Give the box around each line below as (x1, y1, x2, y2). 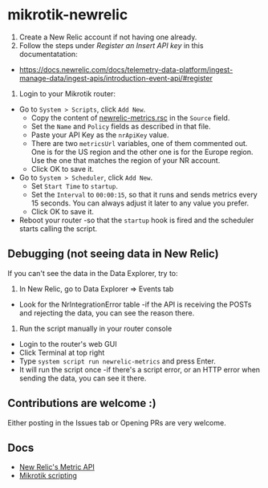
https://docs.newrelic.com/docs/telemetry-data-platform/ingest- (18, 64, 233, 74)
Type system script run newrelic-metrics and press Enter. (18, 356, 216, 366)
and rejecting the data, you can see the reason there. (18, 307, 195, 318)
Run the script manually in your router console (18, 323, 173, 333)
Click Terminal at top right (18, 348, 105, 357)
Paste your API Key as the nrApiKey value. (30, 130, 169, 140)
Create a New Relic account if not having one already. (18, 32, 197, 42)
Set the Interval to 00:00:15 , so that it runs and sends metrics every (30, 189, 258, 199)
